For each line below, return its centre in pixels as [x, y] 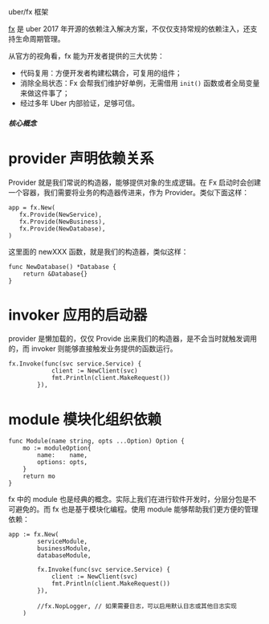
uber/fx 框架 [29, 12]
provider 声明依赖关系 [81, 158]
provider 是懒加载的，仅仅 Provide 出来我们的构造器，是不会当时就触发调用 [132, 339]
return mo [39, 476]
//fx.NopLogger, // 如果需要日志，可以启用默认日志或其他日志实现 [137, 606]
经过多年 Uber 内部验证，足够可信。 [79, 103]
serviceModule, [63, 542]
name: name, [63, 455]
